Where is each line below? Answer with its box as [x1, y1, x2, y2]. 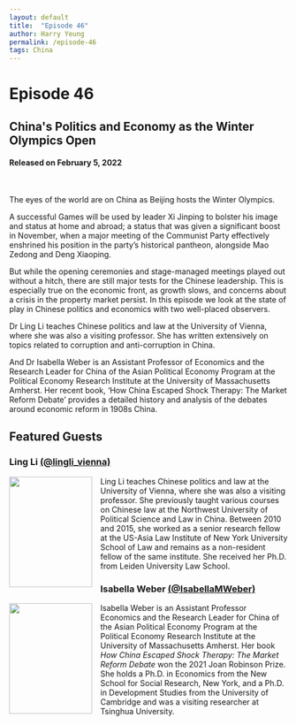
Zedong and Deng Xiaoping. [9, 248, 112, 259]
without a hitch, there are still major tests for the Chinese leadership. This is [9, 275, 285, 286]
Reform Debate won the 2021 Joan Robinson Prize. [100, 659, 286, 669]
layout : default [9, 12, 69, 22]
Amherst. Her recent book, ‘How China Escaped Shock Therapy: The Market [9, 385, 287, 395]
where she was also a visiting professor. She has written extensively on [9, 330, 269, 340]
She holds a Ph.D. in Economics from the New [100, 668, 268, 679]
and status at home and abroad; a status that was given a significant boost [9, 220, 281, 231]
